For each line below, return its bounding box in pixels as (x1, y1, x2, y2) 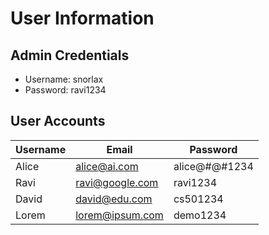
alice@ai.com (75, 159, 139, 173)
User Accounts (10, 113, 106, 130)
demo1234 (173, 208, 227, 222)
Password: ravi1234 (24, 84, 107, 96)
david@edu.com (75, 192, 153, 206)
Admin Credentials (10, 47, 130, 64)
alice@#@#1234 (173, 159, 254, 173)
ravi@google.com (75, 175, 159, 189)
